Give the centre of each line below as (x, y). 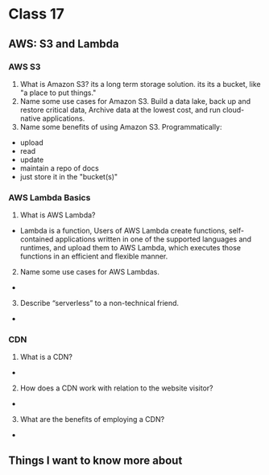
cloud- (234, 109)
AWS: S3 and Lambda (64, 44)
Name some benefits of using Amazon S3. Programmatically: (121, 126)
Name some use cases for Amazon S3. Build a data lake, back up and (135, 101)
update (32, 159)
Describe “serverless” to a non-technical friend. (99, 304)
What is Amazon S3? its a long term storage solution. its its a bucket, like (140, 84)
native (30, 118)
